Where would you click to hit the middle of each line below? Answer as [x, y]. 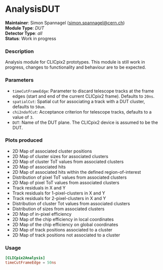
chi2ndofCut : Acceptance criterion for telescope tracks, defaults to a [82, 112]
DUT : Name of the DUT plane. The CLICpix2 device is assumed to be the [85, 122]
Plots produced [24, 140]
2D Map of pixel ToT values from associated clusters [66, 182]
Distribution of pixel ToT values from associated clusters [69, 177]
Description [20, 51]
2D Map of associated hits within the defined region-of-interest [77, 172]
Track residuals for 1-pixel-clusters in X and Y [59, 193]
